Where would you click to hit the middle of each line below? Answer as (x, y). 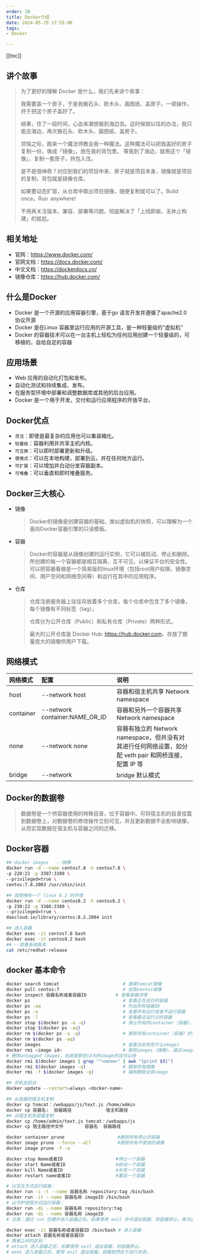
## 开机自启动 (21, 1083)
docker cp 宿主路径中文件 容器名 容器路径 (64, 1127)
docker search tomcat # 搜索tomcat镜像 (84, 984)
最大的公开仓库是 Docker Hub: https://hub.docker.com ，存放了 (106, 634)
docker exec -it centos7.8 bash (46, 934)
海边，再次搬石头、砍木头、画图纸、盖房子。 (86, 131)
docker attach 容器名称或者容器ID (45, 1236)
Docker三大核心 (36, 493)
